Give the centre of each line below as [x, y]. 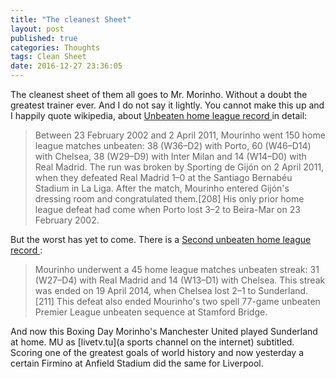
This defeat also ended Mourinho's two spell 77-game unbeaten [188, 301]
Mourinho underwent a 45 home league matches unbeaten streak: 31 [177, 269]
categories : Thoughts [55, 47]
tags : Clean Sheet [48, 57]
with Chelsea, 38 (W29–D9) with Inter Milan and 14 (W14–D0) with [170, 156]
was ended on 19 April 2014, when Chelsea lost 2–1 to [145, 290]
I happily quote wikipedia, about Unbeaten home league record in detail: [159, 115]
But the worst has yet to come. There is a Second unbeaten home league [161, 239]
